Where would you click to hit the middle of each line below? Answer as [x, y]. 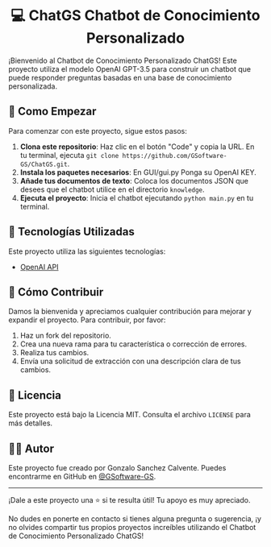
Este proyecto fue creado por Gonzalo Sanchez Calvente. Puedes [117, 468]
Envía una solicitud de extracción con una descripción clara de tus [130, 361]
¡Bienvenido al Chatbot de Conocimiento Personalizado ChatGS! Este [123, 60]
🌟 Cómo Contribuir [56, 292]
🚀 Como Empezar [52, 112]
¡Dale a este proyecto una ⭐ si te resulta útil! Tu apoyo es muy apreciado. [129, 500]
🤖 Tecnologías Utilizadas [71, 232]
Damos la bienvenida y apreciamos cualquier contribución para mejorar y [130, 312]
